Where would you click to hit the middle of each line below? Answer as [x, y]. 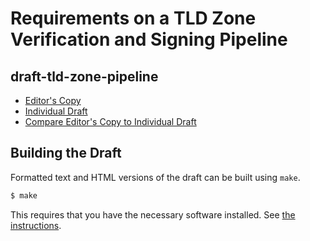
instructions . [36, 225]
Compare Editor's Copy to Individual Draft [110, 121]
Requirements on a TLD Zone [133, 18]
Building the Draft [66, 153]
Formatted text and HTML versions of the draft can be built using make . [155, 177]
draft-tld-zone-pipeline [84, 76]
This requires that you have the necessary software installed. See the [153, 214]
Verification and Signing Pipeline [149, 39]
